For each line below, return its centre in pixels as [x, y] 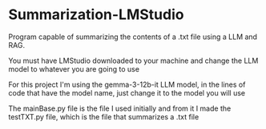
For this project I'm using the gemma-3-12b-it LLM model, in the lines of [127, 84]
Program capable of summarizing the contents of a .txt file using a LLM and [133, 37]
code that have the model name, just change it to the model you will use [127, 92]
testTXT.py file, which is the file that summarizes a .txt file [104, 116]
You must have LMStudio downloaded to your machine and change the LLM [133, 61]
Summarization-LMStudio [96, 15]
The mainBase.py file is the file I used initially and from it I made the [120, 108]
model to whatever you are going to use [74, 68]
